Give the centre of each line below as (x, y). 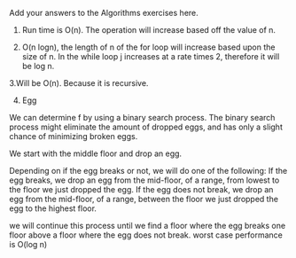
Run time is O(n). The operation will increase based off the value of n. (149, 30)
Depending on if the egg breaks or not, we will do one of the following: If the (148, 171)
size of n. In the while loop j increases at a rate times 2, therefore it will (151, 56)
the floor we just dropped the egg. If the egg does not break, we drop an (141, 189)
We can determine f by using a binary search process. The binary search (142, 117)
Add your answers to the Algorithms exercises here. (104, 13)
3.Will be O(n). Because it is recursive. (79, 83)
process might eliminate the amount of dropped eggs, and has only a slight (146, 127)
